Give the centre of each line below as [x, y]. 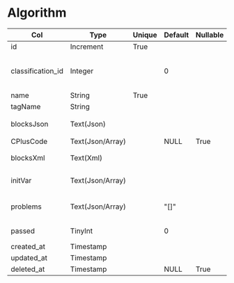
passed [23, 231]
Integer [82, 71]
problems [26, 207]
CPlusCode [29, 141]
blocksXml [28, 158]
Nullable [210, 35]
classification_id [37, 71]
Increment [87, 47]
